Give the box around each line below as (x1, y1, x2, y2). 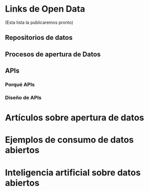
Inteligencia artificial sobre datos (5, 167, 141, 178)
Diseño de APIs (5, 94, 42, 101)
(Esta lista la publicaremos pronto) (5, 19, 74, 25)
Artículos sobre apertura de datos (5, 112, 145, 123)
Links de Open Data (5, 3, 85, 15)
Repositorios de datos (5, 34, 73, 42)
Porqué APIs (5, 81, 35, 88)
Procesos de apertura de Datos (5, 50, 101, 58)
